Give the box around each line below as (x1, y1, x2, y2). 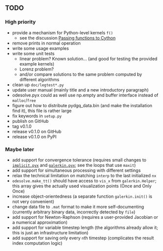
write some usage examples (12, 45, 70, 51)
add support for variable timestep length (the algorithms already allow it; (12, 225, 158, 230)
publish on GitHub (12, 118, 49, 124)
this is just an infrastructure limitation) (12, 229, 89, 235)
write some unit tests (12, 50, 55, 56)
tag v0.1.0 (12, 123, 32, 129)
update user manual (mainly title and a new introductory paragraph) (12, 87, 149, 92)
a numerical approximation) (12, 219, 68, 225)
